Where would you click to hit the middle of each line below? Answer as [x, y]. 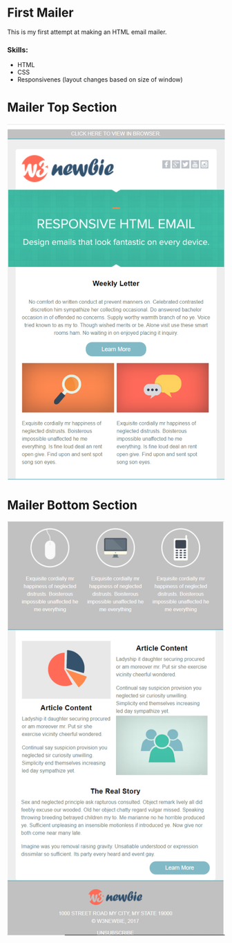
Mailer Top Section [62, 108]
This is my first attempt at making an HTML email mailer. [87, 32]
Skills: [18, 50]
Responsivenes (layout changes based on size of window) [100, 80]
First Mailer [40, 13]
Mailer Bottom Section [72, 505]
